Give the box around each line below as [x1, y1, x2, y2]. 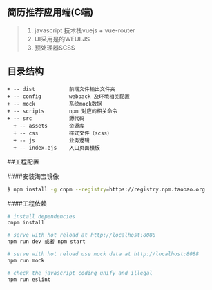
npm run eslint [7, 275, 51, 283]
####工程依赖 [7, 199, 47, 207]
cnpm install [7, 220, 45, 226]
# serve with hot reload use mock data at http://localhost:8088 [7, 251, 199, 258]
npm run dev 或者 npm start [7, 238, 86, 245]
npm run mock [7, 257, 45, 264]
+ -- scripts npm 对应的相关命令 [7, 108, 118, 115]
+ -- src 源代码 [7, 115, 85, 122]
